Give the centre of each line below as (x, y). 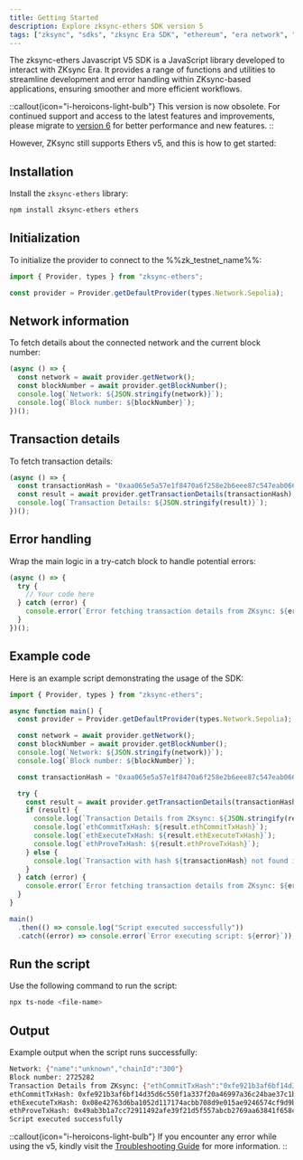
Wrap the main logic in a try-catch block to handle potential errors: (133, 561)
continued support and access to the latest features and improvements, (142, 116)
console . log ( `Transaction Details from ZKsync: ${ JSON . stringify (158, 819)
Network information (69, 321)
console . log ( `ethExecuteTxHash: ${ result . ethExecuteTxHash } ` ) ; (155, 835)
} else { (42, 852)
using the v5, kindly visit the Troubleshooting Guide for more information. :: (148, 1146)
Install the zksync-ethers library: (69, 193)
